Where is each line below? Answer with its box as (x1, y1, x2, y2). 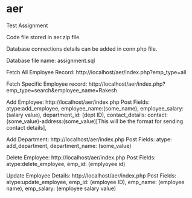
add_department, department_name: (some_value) (6, 142, 132, 149)
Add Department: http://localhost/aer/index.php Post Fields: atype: (6, 135, 172, 143)
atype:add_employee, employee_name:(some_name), (6, 104, 139, 112)
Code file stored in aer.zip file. (6, 33, 82, 40)
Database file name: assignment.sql (6, 57, 95, 64)
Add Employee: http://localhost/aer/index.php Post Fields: (6, 98, 150, 106)
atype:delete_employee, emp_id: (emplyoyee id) (6, 160, 126, 167)
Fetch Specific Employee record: (6, 80, 88, 88)
